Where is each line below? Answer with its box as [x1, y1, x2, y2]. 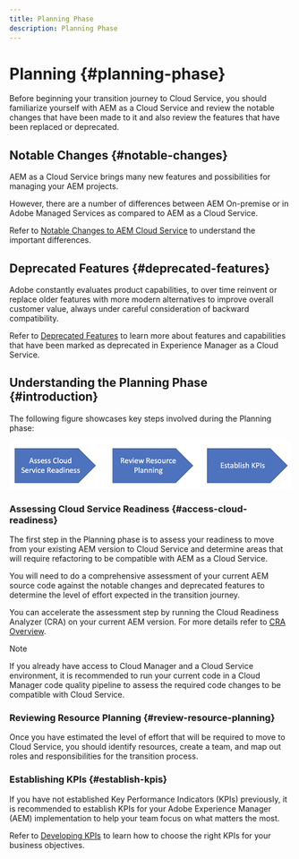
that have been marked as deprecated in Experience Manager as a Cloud [9, 340, 279, 351]
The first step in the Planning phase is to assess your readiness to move [9, 534, 275, 545]
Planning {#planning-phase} [9, 64, 226, 84]
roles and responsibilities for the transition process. [9, 751, 199, 761]
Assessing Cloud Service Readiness [9, 503, 170, 515]
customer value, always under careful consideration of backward [9, 304, 250, 314]
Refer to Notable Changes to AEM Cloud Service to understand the [9, 225, 256, 236]
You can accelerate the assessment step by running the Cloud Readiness [9, 607, 279, 618]
